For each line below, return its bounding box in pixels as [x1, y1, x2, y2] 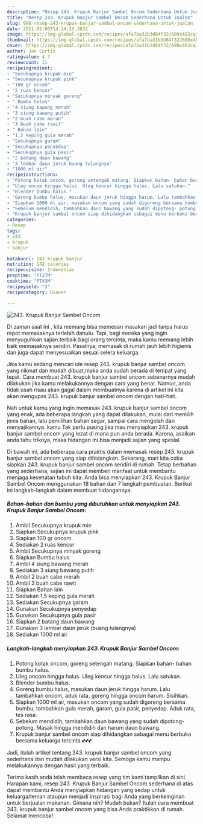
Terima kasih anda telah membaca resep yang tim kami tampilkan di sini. [7, 774, 187, 781]
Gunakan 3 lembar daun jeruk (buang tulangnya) [15, 625, 136, 632]
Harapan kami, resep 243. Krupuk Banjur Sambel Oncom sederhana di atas [7, 780, 193, 787]
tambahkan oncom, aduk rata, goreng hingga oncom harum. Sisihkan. [15, 692, 189, 700]
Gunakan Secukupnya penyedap [15, 605, 97, 613]
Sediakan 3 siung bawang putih [15, 567, 94, 574]
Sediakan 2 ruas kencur [15, 541, 75, 549]
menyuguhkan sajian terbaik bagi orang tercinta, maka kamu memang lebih [7, 336, 193, 343]
